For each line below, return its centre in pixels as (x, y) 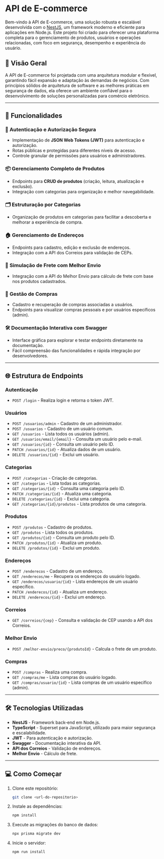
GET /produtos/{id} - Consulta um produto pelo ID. (63, 537)
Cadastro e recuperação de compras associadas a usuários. (73, 304)
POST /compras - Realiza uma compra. (50, 672)
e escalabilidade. (29, 733)
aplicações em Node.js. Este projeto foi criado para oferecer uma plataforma (82, 32)
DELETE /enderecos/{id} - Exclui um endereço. (59, 597)
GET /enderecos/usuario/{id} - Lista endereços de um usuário (75, 582)
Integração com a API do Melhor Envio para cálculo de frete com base (83, 276)
